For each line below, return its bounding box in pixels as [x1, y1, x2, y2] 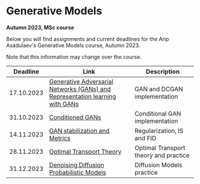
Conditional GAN [135, 109, 182, 117]
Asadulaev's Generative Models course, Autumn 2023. [6, 42, 140, 49]
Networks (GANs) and [49, 85, 111, 93]
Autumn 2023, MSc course [6, 24, 74, 31]
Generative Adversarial [49, 77, 114, 86]
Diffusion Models [135, 161, 183, 169]
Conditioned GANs [49, 113, 101, 121]
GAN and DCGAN [135, 85, 183, 93]
